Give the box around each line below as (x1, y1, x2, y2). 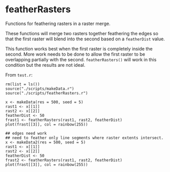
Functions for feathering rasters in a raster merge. (5, 20, 111, 27)
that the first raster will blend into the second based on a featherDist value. (5, 36, 165, 42)
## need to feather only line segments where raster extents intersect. (5, 135, 164, 140)
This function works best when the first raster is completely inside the (5, 45, 153, 52)
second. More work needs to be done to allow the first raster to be (5, 51, 145, 57)
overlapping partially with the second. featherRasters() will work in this (5, 56, 157, 62)
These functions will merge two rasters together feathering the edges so (5, 30, 159, 36)
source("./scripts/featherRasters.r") (5, 90, 88, 95)
